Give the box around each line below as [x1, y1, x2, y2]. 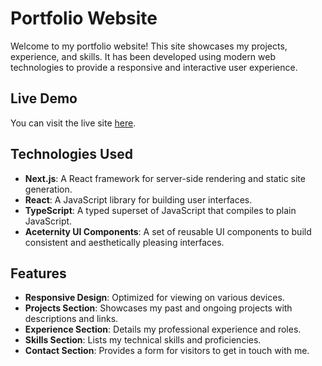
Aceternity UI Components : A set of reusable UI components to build [24, 225, 312, 237]
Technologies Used [10, 146, 133, 163]
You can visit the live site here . [10, 117, 137, 129]
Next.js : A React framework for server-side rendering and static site [24, 172, 306, 184]
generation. [24, 183, 73, 195]
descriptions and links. [24, 313, 119, 325]
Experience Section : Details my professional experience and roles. [24, 323, 302, 336]
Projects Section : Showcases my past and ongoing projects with [24, 302, 293, 314]
